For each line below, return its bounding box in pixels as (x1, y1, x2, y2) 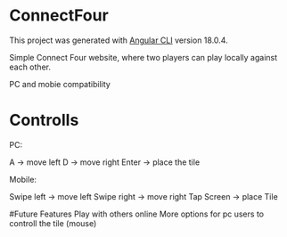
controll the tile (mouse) (9, 217, 97, 228)
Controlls (9, 110, 79, 130)
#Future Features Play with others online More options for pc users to (9, 208, 265, 219)
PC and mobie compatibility (9, 78, 111, 89)
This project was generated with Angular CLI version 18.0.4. (9, 35, 229, 45)
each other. (9, 61, 52, 72)
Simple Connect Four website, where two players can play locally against (9, 52, 278, 62)
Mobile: (9, 174, 37, 184)
